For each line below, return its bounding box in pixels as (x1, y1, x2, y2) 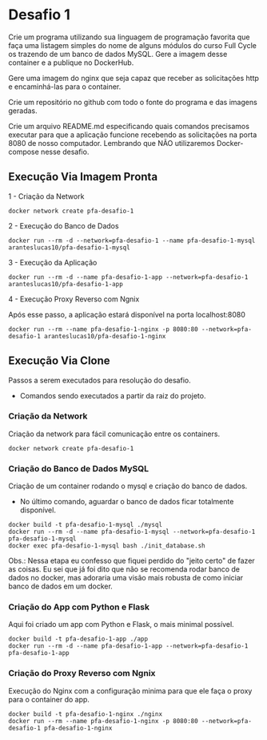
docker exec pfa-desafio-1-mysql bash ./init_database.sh (8, 542, 205, 550)
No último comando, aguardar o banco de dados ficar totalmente (19, 497, 234, 507)
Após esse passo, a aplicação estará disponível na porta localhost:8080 (8, 309, 246, 319)
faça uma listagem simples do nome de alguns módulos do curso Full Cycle (8, 40, 257, 50)
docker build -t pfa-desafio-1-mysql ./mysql (8, 521, 162, 529)
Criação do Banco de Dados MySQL (8, 463, 149, 474)
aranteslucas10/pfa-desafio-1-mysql (8, 243, 130, 252)
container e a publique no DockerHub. (8, 58, 134, 67)
